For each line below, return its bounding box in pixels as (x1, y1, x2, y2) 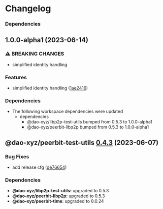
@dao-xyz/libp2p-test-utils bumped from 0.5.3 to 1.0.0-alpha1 (27, 119, 153, 125)
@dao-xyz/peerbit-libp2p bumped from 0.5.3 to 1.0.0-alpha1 (27, 124, 149, 130)
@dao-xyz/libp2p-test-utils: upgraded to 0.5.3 (12, 188, 109, 194)
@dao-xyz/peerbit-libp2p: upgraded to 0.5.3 (12, 193, 105, 199)
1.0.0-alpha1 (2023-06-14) (5, 35, 89, 44)
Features (5, 74, 27, 81)
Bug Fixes (5, 153, 30, 160)
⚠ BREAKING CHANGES (5, 50, 65, 57)
